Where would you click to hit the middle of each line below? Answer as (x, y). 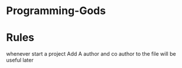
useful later (20, 60)
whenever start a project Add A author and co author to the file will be (91, 54)
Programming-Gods (56, 11)
